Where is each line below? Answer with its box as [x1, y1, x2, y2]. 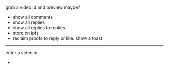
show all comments [12, 14, 53, 20]
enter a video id [5, 49, 38, 55]
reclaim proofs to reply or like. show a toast [12, 35, 102, 41]
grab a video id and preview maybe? [5, 4, 80, 10]
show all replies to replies [12, 24, 65, 30]
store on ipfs [12, 30, 39, 36]
